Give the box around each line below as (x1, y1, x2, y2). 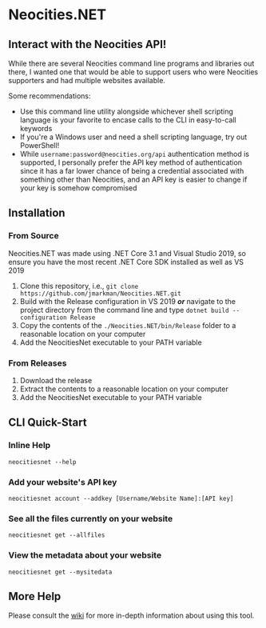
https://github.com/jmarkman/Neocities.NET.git (19, 290, 181, 298)
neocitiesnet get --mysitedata (8, 568, 113, 576)
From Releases (8, 358, 67, 369)
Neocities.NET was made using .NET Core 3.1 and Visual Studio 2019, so (8, 248, 246, 258)
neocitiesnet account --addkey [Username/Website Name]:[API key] (8, 494, 234, 502)
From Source (8, 230, 59, 242)
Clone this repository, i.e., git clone (19, 281, 139, 290)
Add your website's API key (8, 476, 117, 487)
